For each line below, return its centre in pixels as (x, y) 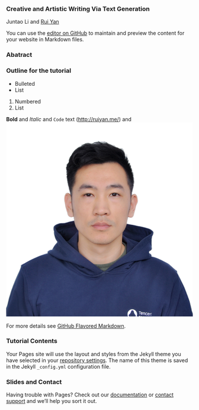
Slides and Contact (34, 382)
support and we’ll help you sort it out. (52, 401)
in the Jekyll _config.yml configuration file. (58, 366)
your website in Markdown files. (45, 40)
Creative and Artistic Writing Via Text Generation (78, 9)
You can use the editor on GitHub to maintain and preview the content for (95, 33)
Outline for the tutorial (39, 71)
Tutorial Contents (32, 341)
